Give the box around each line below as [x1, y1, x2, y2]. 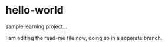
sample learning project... [5, 23, 68, 30]
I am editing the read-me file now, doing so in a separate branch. [5, 34, 163, 41]
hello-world [5, 4, 64, 17]
